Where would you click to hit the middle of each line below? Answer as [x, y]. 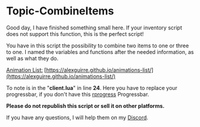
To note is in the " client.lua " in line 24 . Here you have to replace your [92, 87]
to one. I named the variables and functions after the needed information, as [100, 52]
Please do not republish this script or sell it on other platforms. [85, 105]
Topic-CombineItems [60, 11]
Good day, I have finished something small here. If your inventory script [94, 28]
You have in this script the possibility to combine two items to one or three [98, 46]
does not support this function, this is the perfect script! [75, 34]
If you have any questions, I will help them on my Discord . [77, 117]
